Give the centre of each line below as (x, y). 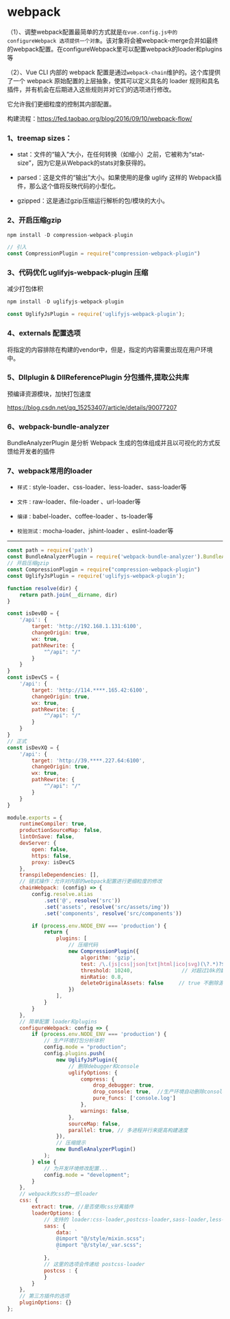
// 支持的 (56, 1219)
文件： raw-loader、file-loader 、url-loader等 (79, 501)
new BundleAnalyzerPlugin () (96, 1149)
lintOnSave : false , (47, 837)
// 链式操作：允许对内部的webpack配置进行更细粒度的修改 (91, 881)
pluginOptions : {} (46, 1303)
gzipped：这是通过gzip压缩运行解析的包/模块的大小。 (93, 201)
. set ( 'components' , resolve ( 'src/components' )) (113, 913)
